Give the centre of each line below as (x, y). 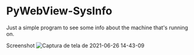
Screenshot (20, 45)
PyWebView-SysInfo (59, 11)
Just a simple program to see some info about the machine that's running (97, 27)
